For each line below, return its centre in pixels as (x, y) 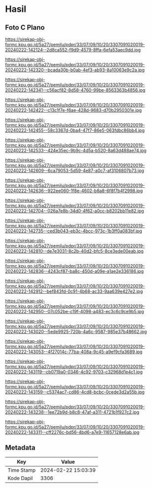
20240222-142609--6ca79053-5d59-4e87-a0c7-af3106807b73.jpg (75, 170)
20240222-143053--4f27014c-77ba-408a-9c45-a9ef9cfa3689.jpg (74, 352)
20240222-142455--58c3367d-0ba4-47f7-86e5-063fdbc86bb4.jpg (75, 130)
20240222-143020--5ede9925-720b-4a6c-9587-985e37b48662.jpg (76, 331)
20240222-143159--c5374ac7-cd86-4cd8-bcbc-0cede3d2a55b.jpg (75, 392)
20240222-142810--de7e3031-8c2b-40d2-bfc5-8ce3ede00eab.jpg (75, 251)
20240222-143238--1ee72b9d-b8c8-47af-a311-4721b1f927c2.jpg (72, 412)
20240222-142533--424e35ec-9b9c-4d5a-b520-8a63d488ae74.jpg (76, 150)
